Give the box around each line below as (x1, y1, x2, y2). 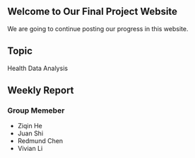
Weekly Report (7, 84, 74, 96)
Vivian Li (17, 145, 43, 153)
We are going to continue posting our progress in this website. (7, 24, 189, 33)
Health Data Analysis (7, 64, 69, 72)
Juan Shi (17, 129, 44, 137)
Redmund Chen (17, 137, 64, 145)
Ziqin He (17, 122, 42, 130)
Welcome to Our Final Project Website (7, 6, 178, 18)
